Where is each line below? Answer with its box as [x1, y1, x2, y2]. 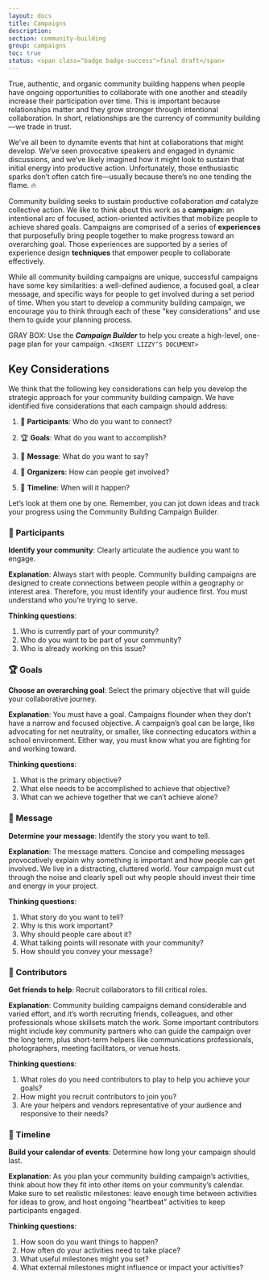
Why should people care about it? [19, 929, 132, 939]
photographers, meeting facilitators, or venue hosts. [8, 1043, 181, 1053]
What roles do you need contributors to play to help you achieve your [19, 1074, 250, 1084]
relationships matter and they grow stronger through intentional [8, 104, 219, 114]
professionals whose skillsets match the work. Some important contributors [8, 1017, 259, 1027]
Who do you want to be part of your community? [19, 635, 182, 644]
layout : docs [8, 11, 52, 20]
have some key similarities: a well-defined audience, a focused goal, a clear [8, 280, 260, 290]
